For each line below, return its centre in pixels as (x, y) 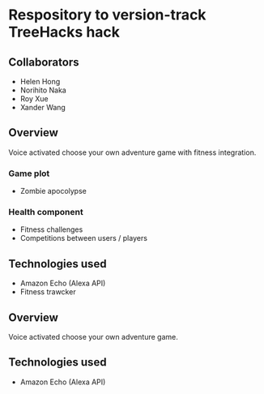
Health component (46, 212)
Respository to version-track (107, 15)
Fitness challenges (51, 229)
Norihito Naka (43, 90)
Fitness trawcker (48, 292)
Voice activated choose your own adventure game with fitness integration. (132, 152)
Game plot (29, 173)
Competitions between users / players (84, 238)
